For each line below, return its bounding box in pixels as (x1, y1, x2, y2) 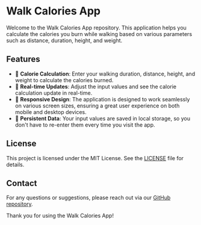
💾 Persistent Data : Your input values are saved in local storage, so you (14, 115, 191, 122)
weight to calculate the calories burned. (14, 76, 114, 83)
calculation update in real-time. (14, 89, 93, 97)
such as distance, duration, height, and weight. (6, 37, 123, 44)
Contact (6, 178, 37, 188)
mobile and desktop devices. (14, 108, 87, 115)
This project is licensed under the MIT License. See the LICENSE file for (6, 154, 184, 161)
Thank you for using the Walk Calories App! (6, 212, 114, 220)
